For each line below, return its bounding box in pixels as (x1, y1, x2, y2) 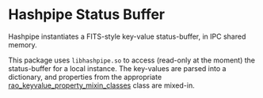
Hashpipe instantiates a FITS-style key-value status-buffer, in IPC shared (8, 32, 246, 41)
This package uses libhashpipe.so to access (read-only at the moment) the (8, 55, 256, 65)
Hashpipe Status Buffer (8, 6, 166, 24)
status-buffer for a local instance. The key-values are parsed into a (8, 63, 227, 73)
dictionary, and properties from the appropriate (8, 72, 162, 81)
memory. (8, 40, 37, 49)
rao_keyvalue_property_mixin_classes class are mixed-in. (8, 81, 196, 90)
